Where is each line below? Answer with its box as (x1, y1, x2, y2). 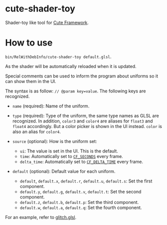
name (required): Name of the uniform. (12, 103, 90, 109)
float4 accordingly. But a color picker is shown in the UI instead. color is (12, 123, 162, 129)
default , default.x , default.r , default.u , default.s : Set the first (19, 178, 153, 184)
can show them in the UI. (5, 78, 56, 84)
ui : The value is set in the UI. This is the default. (19, 148, 118, 154)
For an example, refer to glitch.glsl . (5, 214, 77, 220)
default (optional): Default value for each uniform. (12, 168, 116, 174)
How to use (5, 37, 53, 48)
